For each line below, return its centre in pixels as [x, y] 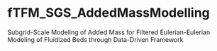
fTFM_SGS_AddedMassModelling [109, 13]
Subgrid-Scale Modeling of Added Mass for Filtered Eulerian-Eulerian [109, 32]
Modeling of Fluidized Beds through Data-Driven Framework [95, 39]
